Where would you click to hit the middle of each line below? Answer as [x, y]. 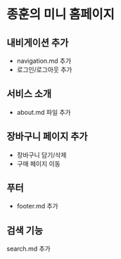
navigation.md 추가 [44, 61]
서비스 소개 [29, 94]
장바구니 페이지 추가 [47, 137]
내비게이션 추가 [38, 43]
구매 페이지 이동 [38, 163]
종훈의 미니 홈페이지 [61, 14]
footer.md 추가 [37, 206]
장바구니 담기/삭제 [42, 155]
